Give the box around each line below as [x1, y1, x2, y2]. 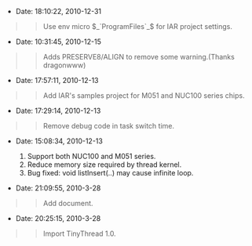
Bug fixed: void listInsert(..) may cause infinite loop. [27, 168, 194, 177]
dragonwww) [42, 60, 86, 70]
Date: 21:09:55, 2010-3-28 [15, 183, 101, 193]
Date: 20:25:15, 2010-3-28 [15, 214, 101, 222]
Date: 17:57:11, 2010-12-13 [15, 76, 100, 85]
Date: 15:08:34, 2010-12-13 [15, 136, 104, 146]
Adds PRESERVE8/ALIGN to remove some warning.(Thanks [42, 52, 236, 61]
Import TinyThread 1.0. [42, 229, 116, 238]
